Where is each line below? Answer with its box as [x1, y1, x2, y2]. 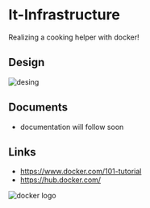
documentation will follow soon [19, 122, 124, 131]
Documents [8, 101, 69, 114]
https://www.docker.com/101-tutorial [19, 167, 142, 177]
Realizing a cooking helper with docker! [8, 32, 140, 42]
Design [8, 56, 45, 69]
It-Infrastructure [8, 6, 121, 24]
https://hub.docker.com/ [19, 175, 102, 185]
